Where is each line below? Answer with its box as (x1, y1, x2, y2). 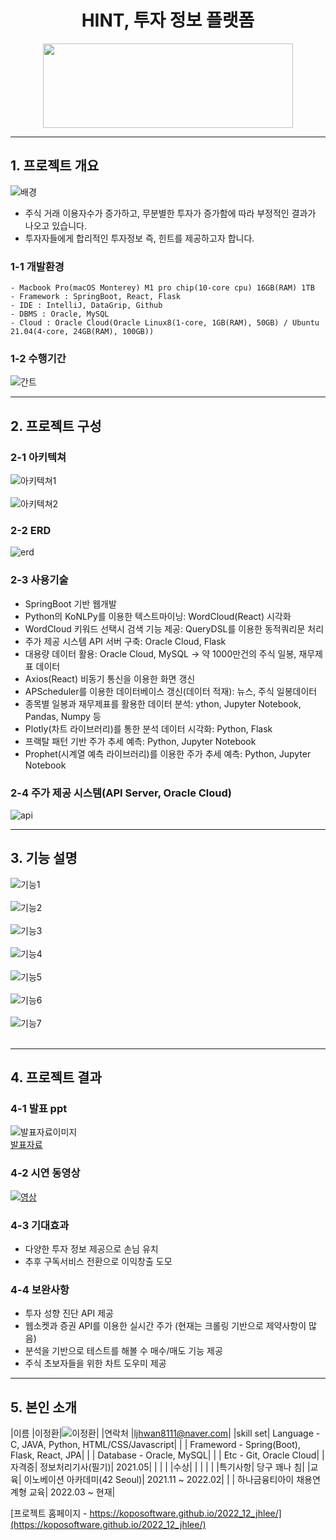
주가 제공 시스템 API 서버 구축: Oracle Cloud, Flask (24, 635, 227, 647)
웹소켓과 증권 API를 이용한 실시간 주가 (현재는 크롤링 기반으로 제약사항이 (24, 1320, 307, 1332)
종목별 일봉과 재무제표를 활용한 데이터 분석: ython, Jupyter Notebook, (24, 697, 302, 710)
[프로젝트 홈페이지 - (10, 1507, 88, 1520)
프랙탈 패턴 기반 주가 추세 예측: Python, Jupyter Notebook (24, 735, 257, 747)
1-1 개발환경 (10, 259, 65, 273)
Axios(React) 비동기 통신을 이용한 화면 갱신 (24, 672, 196, 685)
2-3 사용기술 (10, 573, 69, 587)
